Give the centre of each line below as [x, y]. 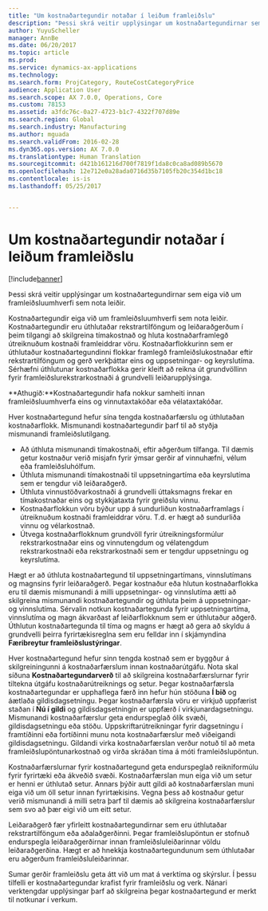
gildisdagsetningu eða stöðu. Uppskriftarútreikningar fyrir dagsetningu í [126, 726]
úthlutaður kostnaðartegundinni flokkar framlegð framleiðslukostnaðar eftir [131, 352]
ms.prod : [23, 61]
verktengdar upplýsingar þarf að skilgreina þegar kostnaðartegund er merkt [132, 891]
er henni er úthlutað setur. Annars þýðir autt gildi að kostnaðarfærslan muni [131, 783]
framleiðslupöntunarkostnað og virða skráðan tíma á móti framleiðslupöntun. [134, 751]
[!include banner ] [35, 278]
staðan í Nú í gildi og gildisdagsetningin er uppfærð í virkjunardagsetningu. [131, 709]
